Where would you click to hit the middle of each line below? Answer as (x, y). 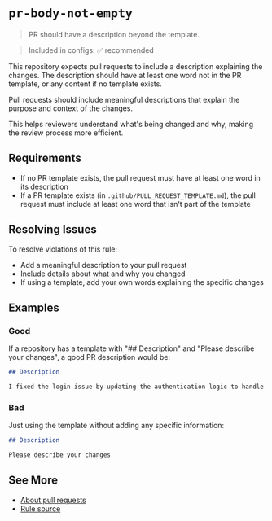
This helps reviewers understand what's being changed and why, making (131, 124)
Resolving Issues (53, 230)
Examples (34, 307)
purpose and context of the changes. (70, 108)
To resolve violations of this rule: (63, 249)
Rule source (40, 508)
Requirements (45, 158)
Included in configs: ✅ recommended (91, 50)
